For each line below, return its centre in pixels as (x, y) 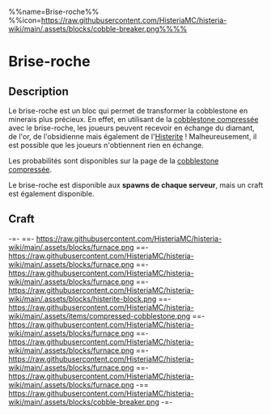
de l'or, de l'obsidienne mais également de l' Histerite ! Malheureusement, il (133, 136)
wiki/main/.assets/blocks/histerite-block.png (83, 299)
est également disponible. (51, 194)
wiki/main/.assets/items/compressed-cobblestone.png (100, 315)
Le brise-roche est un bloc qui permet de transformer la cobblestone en (128, 111)
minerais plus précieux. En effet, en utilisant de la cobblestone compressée (133, 119)
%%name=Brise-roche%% (54, 12)
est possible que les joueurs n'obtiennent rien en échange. (106, 145)
